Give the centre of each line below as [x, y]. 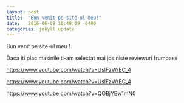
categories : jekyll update [40, 29]
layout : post [23, 12]
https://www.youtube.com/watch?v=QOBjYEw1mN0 [71, 94]
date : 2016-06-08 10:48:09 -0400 [51, 23]
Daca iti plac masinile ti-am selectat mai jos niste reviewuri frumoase [92, 58]
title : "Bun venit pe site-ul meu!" [54, 18]
